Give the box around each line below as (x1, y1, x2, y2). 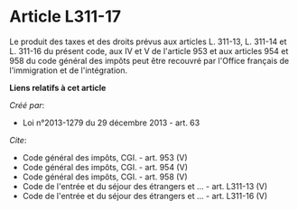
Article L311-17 (9, 6, 122, 27)
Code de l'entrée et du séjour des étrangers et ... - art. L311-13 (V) (22, 180, 268, 191)
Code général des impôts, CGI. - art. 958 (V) (22, 171, 188, 182)
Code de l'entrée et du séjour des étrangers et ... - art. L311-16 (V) (22, 190, 268, 201)
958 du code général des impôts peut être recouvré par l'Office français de (9, 55, 290, 66)
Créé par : (9, 99, 45, 110)
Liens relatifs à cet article (9, 82, 107, 93)
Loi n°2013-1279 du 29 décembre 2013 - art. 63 (22, 117, 200, 128)
